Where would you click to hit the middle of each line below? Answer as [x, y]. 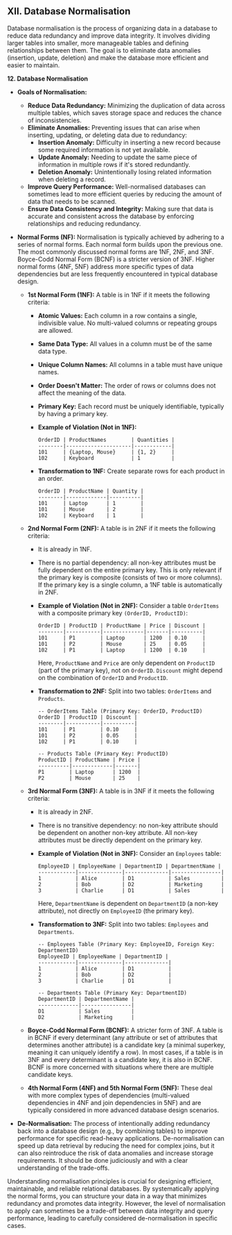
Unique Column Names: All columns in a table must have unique [130, 365]
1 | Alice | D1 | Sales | [131, 878]
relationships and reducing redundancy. [84, 223]
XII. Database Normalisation [69, 11]
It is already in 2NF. [65, 811]
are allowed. [55, 330]
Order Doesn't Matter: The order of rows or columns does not [127, 386]
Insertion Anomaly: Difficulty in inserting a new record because [129, 142]
